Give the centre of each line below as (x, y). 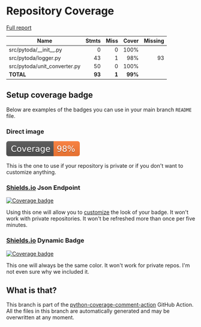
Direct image (25, 131)
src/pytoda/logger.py (35, 57)
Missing (154, 41)
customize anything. (31, 172)
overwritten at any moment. (40, 317)
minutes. (17, 225)
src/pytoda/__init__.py (35, 50)
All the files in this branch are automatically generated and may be (88, 311)
